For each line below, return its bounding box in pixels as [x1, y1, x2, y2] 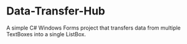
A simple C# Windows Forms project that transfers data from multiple [6, 24, 182, 31]
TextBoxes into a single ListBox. [6, 30, 86, 37]
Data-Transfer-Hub [6, 4, 106, 18]
